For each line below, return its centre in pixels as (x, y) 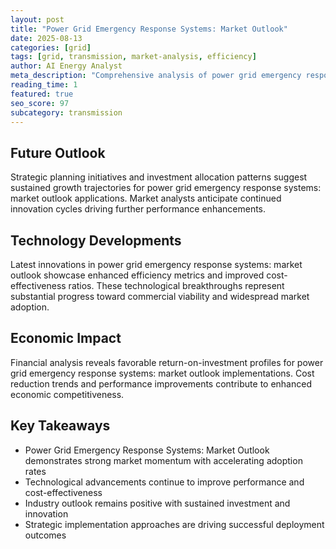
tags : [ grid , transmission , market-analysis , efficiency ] (133, 57)
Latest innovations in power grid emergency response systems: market (156, 264)
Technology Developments (96, 240)
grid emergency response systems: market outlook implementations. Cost (162, 373)
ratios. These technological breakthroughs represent (176, 285)
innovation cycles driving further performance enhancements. (138, 209)
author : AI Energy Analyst (66, 66)
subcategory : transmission (66, 112)
